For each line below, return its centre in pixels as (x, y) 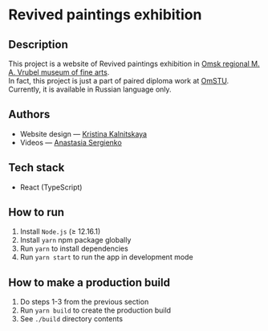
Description (38, 45)
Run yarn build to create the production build (95, 310)
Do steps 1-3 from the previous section (84, 302)
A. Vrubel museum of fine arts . (59, 72)
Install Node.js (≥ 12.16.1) (60, 231)
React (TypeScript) (51, 187)
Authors (29, 114)
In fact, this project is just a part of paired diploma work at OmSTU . (119, 81)
